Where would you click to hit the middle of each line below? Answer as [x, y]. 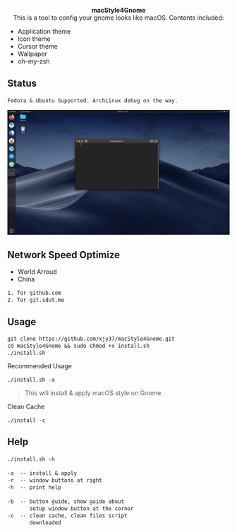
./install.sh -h [31, 459]
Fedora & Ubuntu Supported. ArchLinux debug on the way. [93, 101]
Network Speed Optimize [64, 254]
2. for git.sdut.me [36, 300]
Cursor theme [38, 46]
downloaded [45, 522]
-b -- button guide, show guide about [66, 501]
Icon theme [34, 39]
